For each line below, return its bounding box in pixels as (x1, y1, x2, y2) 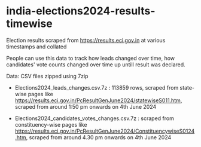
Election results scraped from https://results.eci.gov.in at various (6, 36, 166, 44)
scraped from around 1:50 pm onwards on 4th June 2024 (14, 103, 157, 110)
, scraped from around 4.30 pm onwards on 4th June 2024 (26, 133, 172, 141)
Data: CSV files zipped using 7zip (6, 72, 89, 79)
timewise (6, 17, 53, 30)
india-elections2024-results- (6, 4, 156, 18)
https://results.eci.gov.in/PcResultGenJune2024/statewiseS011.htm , (14, 97, 182, 104)
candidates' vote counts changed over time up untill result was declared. (6, 61, 185, 68)
